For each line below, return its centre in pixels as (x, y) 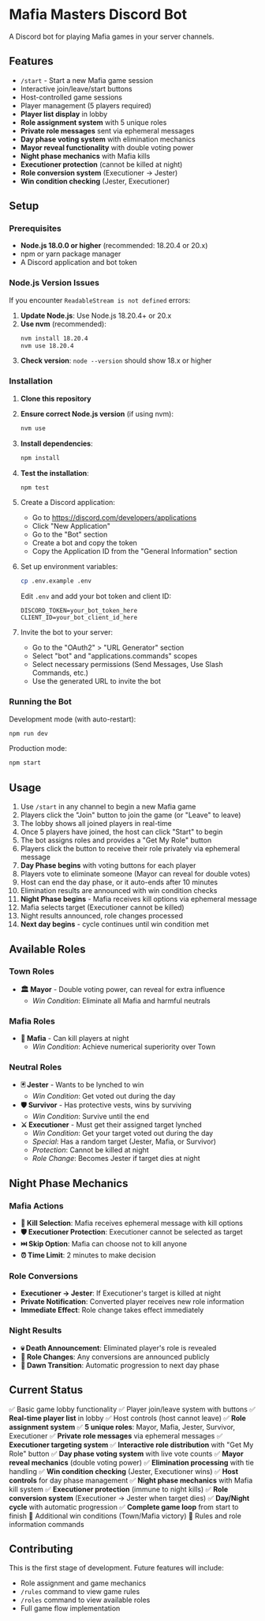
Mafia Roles (32, 1021)
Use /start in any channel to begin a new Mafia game (108, 807)
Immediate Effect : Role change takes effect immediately (112, 1310)
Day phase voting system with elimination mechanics (108, 139)
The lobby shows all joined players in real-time (96, 824)
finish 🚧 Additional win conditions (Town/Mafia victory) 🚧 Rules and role (125, 1516)
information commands (47, 1524)
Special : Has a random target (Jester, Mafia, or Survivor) (124, 1142)
